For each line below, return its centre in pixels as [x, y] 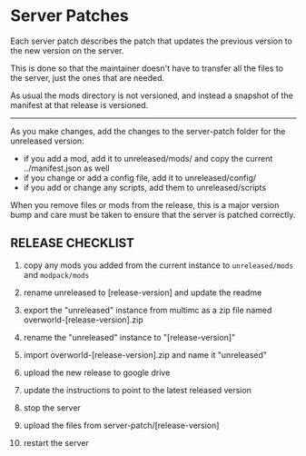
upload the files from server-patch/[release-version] [121, 425]
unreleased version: [47, 141]
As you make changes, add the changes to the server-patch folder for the [148, 131]
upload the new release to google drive [97, 372]
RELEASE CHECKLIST [73, 243]
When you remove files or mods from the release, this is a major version [145, 204]
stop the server [52, 407]
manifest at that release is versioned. [79, 104]
